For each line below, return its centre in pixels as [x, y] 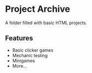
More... [20, 66]
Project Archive [38, 9]
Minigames [23, 61]
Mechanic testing [30, 55]
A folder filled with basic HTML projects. [46, 23]
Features [19, 38]
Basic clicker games [33, 50]
